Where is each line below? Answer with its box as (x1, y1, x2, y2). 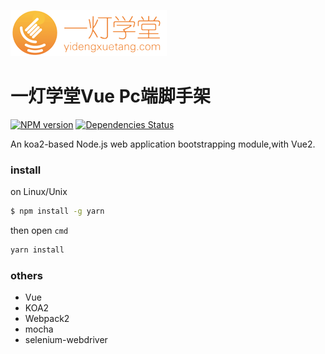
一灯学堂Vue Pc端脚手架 (10, 85, 212, 108)
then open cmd (10, 225, 69, 237)
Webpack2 (24, 313, 70, 325)
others (10, 268, 43, 282)
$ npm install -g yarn (10, 206, 105, 217)
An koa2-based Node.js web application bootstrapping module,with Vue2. (10, 138, 316, 150)
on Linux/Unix (10, 186, 68, 198)
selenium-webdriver (24, 334, 108, 346)
